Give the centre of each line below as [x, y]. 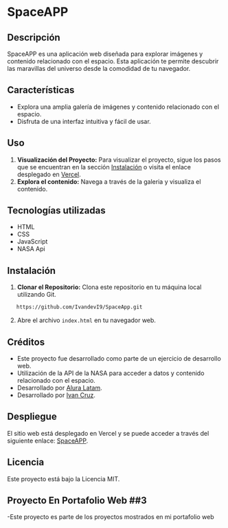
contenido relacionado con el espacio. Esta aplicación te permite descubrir [113, 61]
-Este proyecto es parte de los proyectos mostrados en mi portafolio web [111, 517]
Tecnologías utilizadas [56, 211]
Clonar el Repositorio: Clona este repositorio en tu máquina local [109, 287]
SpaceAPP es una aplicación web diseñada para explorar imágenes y [105, 54]
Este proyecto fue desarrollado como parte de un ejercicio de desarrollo [119, 358]
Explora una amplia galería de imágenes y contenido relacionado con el [118, 107]
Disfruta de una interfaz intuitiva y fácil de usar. [84, 121]
